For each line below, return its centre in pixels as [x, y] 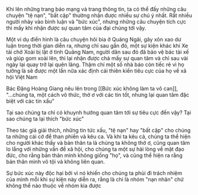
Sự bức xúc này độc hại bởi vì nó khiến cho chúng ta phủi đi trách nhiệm [94, 173]
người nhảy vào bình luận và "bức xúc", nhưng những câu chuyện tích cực [96, 22]
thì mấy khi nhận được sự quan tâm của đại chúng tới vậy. [76, 28]
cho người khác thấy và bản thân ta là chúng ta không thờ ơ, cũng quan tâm [98, 143]
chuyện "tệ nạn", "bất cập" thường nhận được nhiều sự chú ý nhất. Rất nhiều [99, 15]
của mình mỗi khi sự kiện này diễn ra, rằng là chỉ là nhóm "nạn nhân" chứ [95, 179]
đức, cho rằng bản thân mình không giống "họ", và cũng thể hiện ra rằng [94, 155]
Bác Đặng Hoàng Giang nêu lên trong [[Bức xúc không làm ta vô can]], [92, 88]
